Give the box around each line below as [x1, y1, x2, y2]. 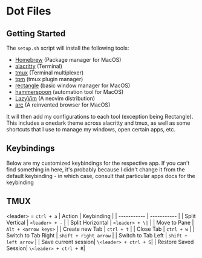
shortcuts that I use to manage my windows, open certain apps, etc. [6, 126, 176, 133]
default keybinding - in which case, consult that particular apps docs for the [6, 172, 195, 179]
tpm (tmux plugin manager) [15, 76, 83, 82]
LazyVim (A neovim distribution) [15, 95, 96, 102]
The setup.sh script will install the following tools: [6, 44, 129, 51]
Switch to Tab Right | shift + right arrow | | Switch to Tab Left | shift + [6, 231, 187, 239]
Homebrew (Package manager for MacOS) [15, 56, 122, 63]
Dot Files [6, 4, 51, 18]
